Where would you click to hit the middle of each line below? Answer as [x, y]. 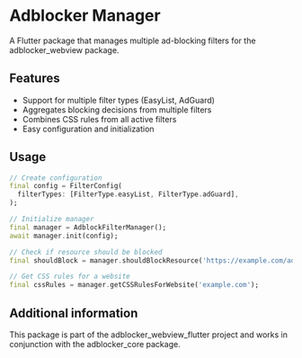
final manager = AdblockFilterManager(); [88, 227]
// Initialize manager [52, 219]
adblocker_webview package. [64, 49]
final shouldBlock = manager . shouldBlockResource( [106, 260]
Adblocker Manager [85, 16]
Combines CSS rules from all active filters [99, 119]
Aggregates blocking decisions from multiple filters [117, 110]
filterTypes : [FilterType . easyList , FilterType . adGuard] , [129, 194]
